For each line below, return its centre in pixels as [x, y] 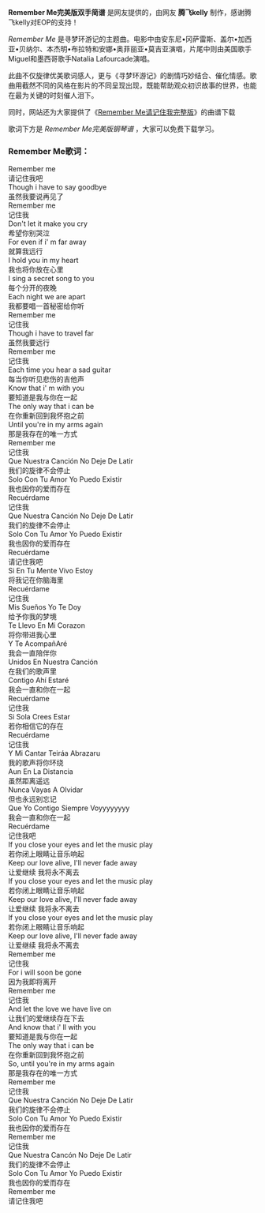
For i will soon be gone [45, 973]
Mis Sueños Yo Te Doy [45, 607]
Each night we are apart [47, 297]
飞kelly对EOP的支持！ [43, 22]
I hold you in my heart [43, 261]
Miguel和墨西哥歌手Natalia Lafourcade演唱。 [81, 59]
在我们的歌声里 [32, 671]
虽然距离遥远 [29, 781]
